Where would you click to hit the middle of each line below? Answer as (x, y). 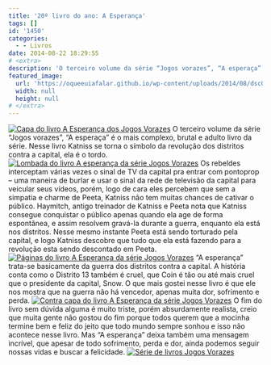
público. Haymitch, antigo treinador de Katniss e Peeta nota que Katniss (128, 206)
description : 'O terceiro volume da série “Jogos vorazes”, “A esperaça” (135, 69)
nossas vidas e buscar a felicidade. (67, 352)
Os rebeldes (221, 163)
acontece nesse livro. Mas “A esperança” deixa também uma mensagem (129, 335)
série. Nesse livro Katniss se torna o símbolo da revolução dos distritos (126, 146)
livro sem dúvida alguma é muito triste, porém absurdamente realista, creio (133, 309)
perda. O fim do (135, 300)
